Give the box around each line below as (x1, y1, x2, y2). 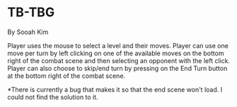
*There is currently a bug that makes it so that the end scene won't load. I (7, 85, 223, 94)
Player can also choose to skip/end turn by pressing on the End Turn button (7, 64, 228, 72)
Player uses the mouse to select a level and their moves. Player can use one (7, 41, 229, 50)
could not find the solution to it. (7, 93, 98, 101)
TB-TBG (7, 4, 55, 21)
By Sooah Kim (7, 28, 49, 36)
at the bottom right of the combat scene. (7, 72, 126, 80)
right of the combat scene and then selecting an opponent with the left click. (7, 56, 231, 64)
